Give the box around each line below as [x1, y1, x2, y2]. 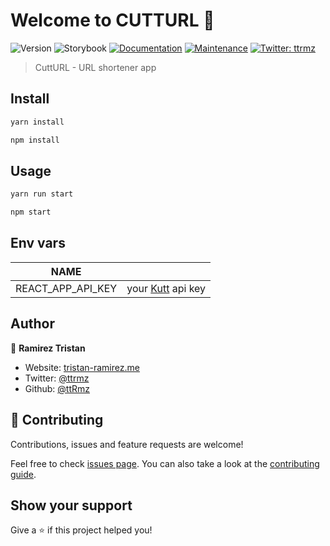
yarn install [10, 117, 65, 127]
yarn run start [10, 189, 74, 199]
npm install [10, 135, 60, 145]
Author [10, 315, 55, 333]
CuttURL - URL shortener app [34, 61, 157, 73]
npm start [10, 207, 52, 218]
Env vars [10, 235, 66, 252]
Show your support [10, 497, 133, 514]
